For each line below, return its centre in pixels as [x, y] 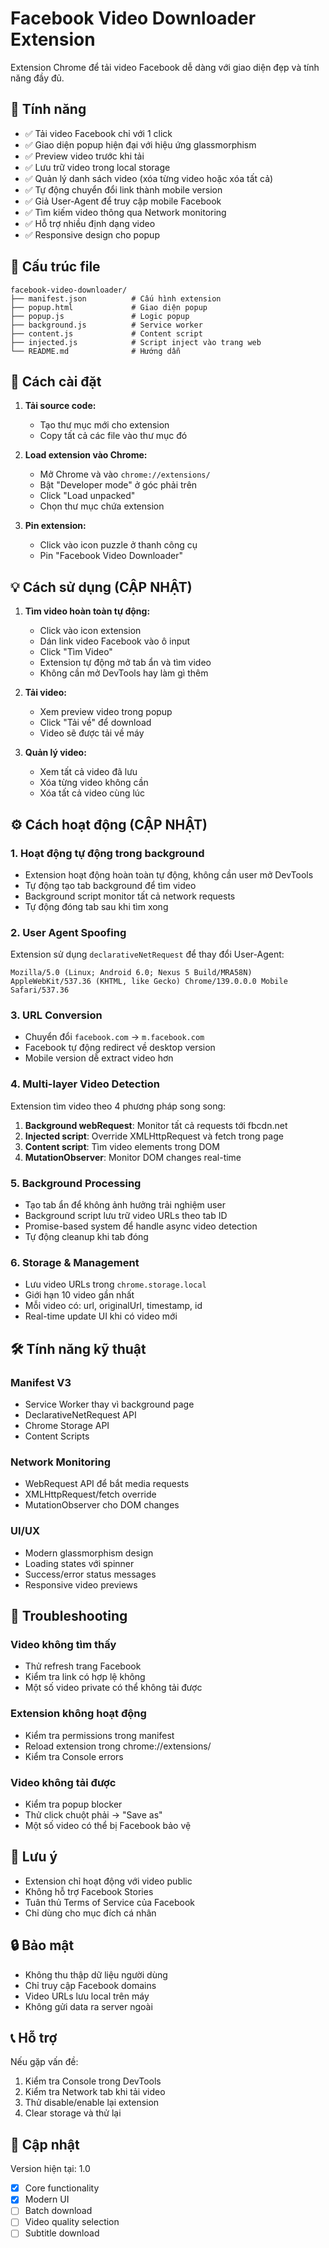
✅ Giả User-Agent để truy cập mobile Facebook [123, 201]
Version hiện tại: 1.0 [50, 2169]
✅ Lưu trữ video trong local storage [97, 167]
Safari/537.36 [40, 990]
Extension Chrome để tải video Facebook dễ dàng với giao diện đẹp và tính [165, 67]
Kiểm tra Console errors [74, 1756]
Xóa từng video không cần [94, 783]
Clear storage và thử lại [73, 2113]
